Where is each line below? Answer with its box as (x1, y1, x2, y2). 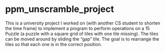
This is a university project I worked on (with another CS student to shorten (5, 20, 160, 26)
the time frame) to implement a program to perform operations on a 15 (5, 25, 150, 31)
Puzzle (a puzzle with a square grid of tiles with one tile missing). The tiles (5, 30, 158, 36)
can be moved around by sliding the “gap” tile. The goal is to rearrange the (5, 36, 159, 42)
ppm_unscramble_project (5, 3, 114, 15)
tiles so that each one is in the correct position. (5, 41, 102, 47)
